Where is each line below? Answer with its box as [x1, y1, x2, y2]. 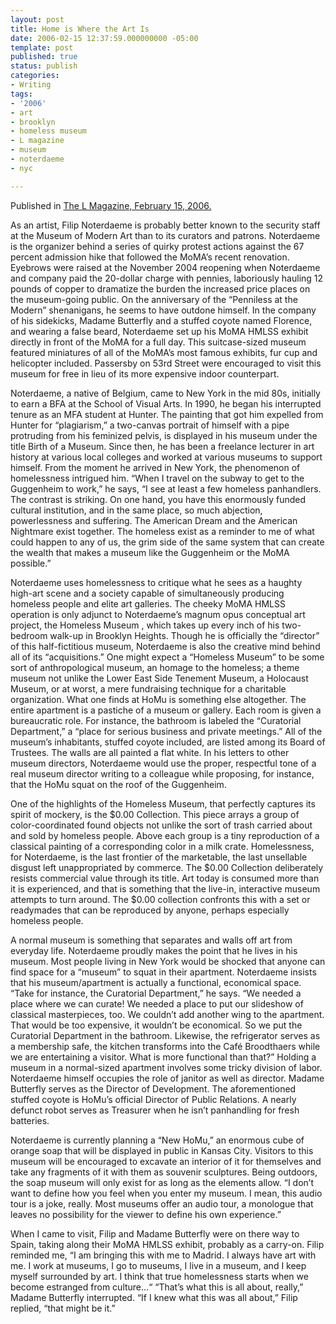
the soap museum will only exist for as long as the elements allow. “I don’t [10, 1176, 315, 1188]
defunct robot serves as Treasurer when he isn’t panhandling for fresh [10, 1104, 300, 1116]
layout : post [10, 14, 65, 25]
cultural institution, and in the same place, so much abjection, [10, 504, 263, 516]
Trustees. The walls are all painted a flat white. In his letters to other [10, 746, 290, 758]
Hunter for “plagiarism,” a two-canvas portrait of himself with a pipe [10, 419, 290, 431]
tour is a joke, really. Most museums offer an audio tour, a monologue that [10, 1197, 314, 1210]
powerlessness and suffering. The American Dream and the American [10, 514, 298, 526]
